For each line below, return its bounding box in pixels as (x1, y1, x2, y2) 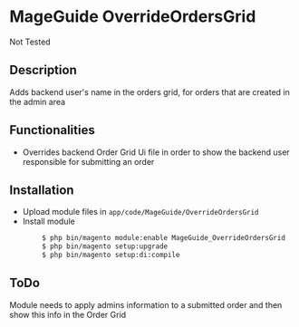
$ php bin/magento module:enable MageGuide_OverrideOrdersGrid (42, 234, 285, 243)
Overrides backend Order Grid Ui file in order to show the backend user (22, 147, 290, 158)
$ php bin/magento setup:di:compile (42, 251, 180, 260)
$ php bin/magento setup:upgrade (42, 242, 169, 251)
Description (9, 63, 77, 78)
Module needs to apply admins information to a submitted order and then (9, 299, 283, 310)
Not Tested (9, 36, 52, 47)
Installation (9, 182, 74, 197)
